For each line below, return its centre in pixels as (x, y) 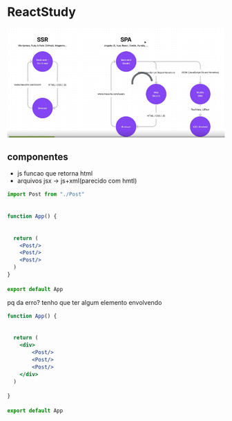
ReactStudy (41, 12)
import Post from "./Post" (46, 194)
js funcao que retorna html (55, 174)
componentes (38, 157)
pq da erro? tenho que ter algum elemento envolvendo (85, 302)
